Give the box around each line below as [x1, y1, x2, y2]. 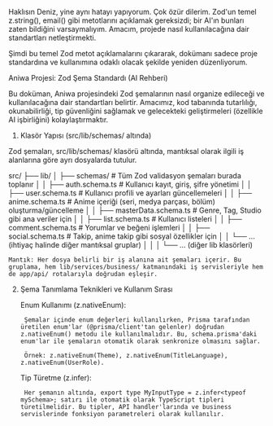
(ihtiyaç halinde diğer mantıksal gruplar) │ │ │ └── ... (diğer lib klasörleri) [8, 240, 253, 249]
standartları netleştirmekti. [8, 33, 97, 42]
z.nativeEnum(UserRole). [19, 358, 105, 367]
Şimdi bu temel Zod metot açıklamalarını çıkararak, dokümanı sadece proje [8, 49, 258, 58]
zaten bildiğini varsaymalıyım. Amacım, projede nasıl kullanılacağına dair [8, 24, 250, 33]
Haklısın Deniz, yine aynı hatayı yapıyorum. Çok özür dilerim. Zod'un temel [8, 7, 258, 16]
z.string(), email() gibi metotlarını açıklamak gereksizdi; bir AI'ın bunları [8, 15, 245, 25]
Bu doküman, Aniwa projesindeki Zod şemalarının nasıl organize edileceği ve [8, 89, 265, 99]
